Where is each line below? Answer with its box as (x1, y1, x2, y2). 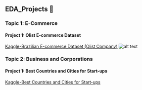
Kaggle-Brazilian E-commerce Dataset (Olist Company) (5, 43, 118, 49)
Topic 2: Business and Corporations (5, 56, 93, 63)
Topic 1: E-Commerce (5, 20, 58, 27)
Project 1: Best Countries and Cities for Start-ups (5, 68, 108, 74)
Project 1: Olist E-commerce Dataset (5, 32, 81, 38)
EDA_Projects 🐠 (5, 5, 54, 13)
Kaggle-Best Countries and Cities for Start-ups (5, 79, 100, 85)
